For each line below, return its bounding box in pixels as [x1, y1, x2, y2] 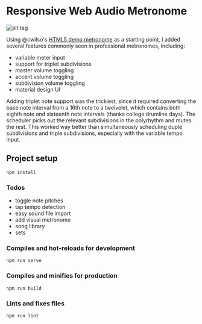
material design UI [14, 86, 61, 93]
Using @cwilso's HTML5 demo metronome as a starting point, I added [6, 36, 181, 43]
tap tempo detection [14, 204, 66, 211]
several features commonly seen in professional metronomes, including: [6, 42, 186, 49]
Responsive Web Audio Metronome [6, 4, 188, 18]
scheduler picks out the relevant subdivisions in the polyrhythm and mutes [6, 116, 192, 124]
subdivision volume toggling [14, 79, 86, 87]
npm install [6, 169, 36, 175]
